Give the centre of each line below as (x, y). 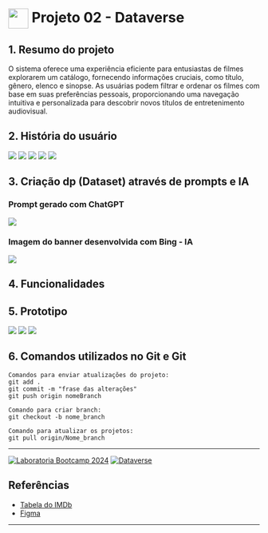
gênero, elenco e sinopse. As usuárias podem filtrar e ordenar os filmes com (134, 86)
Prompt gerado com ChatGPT (67, 205)
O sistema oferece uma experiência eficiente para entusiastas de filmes (126, 69)
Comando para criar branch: (55, 410)
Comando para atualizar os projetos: (71, 431)
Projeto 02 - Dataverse (108, 17)
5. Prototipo (38, 311)
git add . (25, 382)
